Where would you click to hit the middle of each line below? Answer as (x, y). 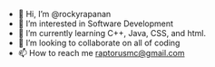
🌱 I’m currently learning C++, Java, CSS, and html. (112, 33)
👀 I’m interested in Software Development (96, 24)
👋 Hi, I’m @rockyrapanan (64, 14)
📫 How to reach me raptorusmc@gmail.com (101, 53)
